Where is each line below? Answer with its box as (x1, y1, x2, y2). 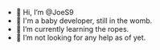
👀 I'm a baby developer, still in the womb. (15, 16, 153, 25)
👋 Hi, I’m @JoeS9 (15, 8, 74, 17)
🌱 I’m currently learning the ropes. (15, 25, 129, 33)
